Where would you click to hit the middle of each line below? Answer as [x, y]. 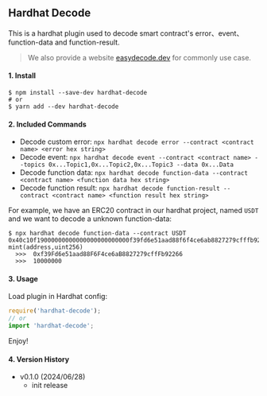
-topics [32, 165]
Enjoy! [19, 341]
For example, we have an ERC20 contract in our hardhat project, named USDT [133, 211]
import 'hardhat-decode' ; [51, 326]
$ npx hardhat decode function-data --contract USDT [97, 234]
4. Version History [39, 359]
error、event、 [219, 33]
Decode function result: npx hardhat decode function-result [120, 188]
